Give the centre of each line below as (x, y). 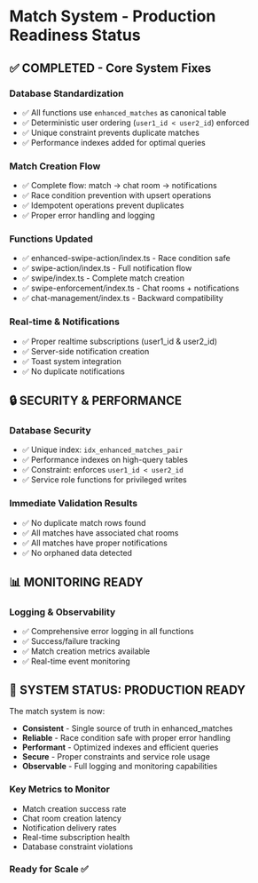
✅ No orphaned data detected (77, 553)
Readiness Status (75, 35)
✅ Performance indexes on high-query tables (105, 460)
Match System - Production (113, 16)
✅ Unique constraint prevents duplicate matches (110, 132)
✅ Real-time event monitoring (76, 661)
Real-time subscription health (76, 837)
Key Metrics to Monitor (60, 790)
